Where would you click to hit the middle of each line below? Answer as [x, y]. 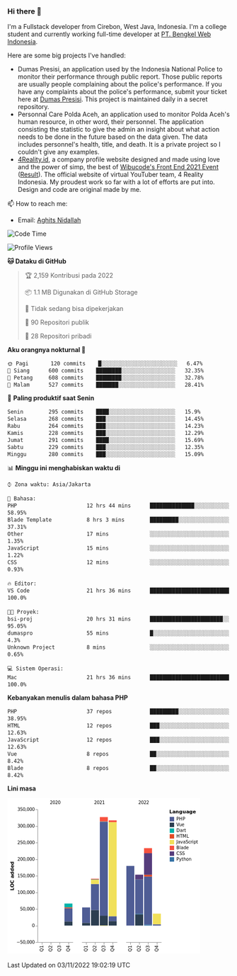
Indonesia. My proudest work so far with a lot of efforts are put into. [116, 182]
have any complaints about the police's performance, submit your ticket [122, 92]
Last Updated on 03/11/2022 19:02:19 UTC [69, 965]
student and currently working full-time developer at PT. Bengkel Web [109, 34]
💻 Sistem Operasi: [35, 669]
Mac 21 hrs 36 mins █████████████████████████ [118, 678]
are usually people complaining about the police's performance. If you [120, 84]
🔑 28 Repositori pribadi [58, 336]
